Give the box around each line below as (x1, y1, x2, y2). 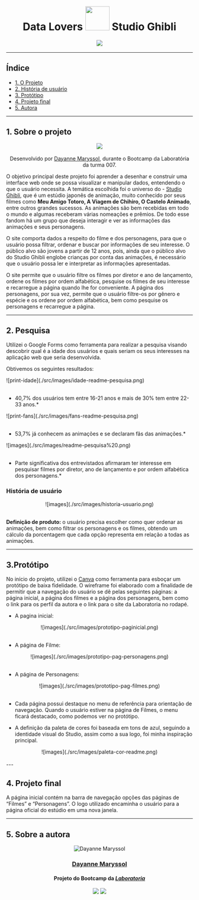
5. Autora (14, 104, 37, 111)
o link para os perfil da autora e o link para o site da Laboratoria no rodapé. (6, 601, 189, 608)
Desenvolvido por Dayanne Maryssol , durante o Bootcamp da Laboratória (9, 155, 190, 162)
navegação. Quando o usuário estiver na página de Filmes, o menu (14, 707, 178, 714)
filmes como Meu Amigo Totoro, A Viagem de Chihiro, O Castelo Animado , (6, 198, 191, 205)
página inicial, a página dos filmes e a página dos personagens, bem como (6, 594, 188, 602)
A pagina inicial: (14, 612, 54, 619)
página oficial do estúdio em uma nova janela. (6, 807, 118, 814)
